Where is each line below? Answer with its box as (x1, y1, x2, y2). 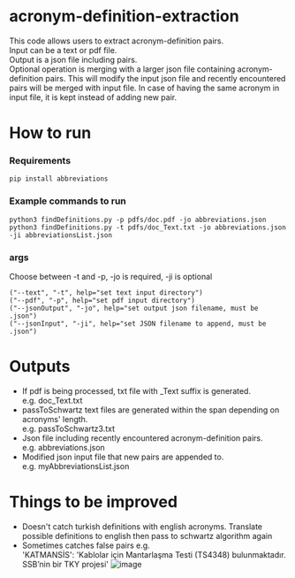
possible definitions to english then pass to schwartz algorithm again (21, 530, 273, 541)
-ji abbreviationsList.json (9, 230, 113, 240)
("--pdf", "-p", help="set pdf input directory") (9, 297, 196, 305)
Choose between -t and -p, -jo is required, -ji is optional (9, 272, 213, 282)
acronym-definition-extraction (9, 6, 240, 27)
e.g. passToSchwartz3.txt (21, 423, 116, 434)
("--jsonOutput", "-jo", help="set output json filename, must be (9, 304, 259, 313)
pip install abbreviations (9, 174, 109, 183)
